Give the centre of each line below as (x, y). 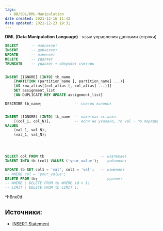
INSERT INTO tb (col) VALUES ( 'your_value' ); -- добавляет (66, 161)
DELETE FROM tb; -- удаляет (64, 179)
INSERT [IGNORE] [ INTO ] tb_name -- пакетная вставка (61, 117)
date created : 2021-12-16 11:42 (38, 18)
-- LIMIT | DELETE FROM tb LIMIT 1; (42, 188)
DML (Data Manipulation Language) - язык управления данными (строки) (81, 37)
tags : (10, 9)
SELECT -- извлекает (31, 46)
